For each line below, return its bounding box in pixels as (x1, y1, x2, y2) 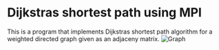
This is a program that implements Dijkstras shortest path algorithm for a (7, 27, 213, 36)
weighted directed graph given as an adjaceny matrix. (7, 34, 160, 42)
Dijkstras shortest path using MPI (7, 5, 202, 21)
